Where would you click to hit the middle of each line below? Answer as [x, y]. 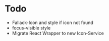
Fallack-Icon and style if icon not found [53, 22]
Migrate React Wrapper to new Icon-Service [58, 33]
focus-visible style [31, 27]
